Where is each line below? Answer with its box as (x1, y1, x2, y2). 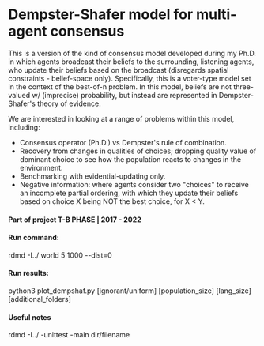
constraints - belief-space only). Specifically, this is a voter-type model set (8, 73, 251, 83)
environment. (19, 163, 63, 172)
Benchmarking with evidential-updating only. (19, 171, 166, 181)
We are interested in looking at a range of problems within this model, (8, 114, 235, 123)
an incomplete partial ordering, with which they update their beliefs (19, 188, 239, 197)
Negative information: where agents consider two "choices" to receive (19, 179, 249, 189)
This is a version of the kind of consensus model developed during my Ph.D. (8, 48, 257, 58)
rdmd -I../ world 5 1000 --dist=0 (8, 250, 112, 260)
